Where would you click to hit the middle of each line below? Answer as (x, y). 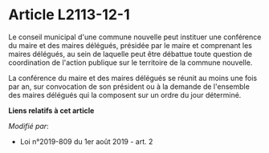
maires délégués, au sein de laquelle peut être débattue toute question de (130, 54)
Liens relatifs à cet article (51, 111)
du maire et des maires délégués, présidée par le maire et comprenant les (130, 45)
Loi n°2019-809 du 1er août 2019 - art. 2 (86, 141)
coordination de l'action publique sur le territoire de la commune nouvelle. (130, 62)
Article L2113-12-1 (69, 15)
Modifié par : (29, 126)
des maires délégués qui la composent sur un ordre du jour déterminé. (125, 95)
